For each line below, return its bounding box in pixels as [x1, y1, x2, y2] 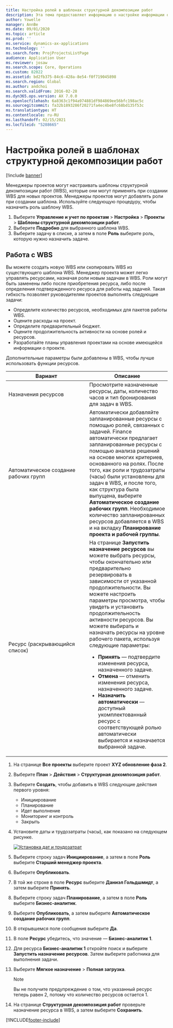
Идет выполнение [21, 808, 61, 814]
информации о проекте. [13, 345, 66, 351]
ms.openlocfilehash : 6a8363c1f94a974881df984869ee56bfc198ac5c [6, 98, 144, 103]
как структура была [89, 486, 139, 493]
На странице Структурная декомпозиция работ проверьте [13, 1002, 146, 1008]
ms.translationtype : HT [6, 108, 57, 113]
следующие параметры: [89, 642, 150, 649]
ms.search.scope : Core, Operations [6, 65, 82, 70]
